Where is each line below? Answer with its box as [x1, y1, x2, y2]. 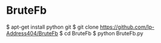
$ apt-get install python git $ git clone [6, 23, 99, 30]
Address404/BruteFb [6, 29, 58, 36]
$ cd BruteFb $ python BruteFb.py [59, 29, 144, 36]
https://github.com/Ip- [100, 23, 155, 30]
